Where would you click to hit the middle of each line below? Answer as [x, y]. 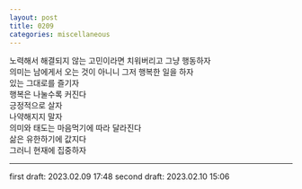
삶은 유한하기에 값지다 [48, 139]
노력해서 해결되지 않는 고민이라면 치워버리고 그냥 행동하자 [110, 61]
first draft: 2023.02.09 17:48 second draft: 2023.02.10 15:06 [120, 176]
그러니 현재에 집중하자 [48, 150]
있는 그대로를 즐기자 [44, 83]
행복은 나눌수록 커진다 [48, 94]
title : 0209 [31, 26]
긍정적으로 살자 [36, 106]
